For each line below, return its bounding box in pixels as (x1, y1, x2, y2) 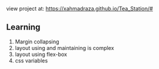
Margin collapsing (14, 38, 59, 45)
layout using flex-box (14, 51, 67, 58)
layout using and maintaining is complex (14, 44, 115, 51)
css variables (14, 57, 48, 64)
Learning (6, 22, 41, 32)
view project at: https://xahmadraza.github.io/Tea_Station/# (6, 5, 153, 12)
